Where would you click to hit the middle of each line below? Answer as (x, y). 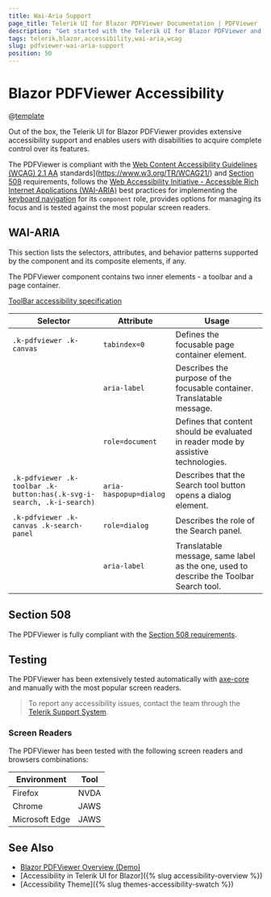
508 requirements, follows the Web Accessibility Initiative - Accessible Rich (133, 181)
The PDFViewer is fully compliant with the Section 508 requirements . (123, 634)
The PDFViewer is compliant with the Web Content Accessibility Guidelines (133, 164)
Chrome (27, 806)
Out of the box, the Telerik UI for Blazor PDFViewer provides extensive (125, 131)
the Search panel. (209, 531)
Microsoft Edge (42, 819)
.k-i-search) (70, 502)
